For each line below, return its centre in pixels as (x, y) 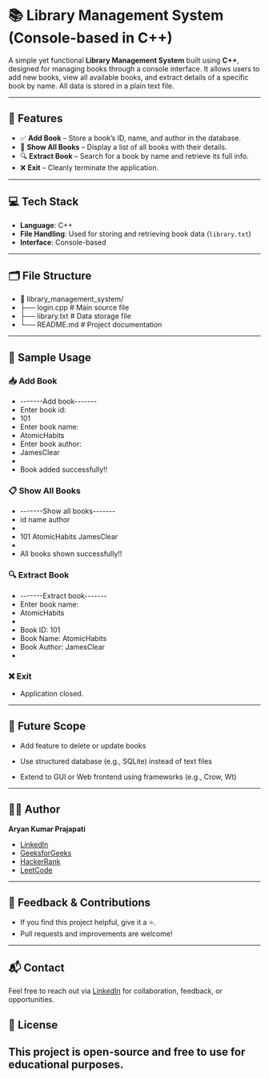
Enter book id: (43, 410)
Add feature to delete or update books (83, 745)
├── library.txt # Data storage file (76, 316)
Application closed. (52, 693)
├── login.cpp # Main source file (74, 308)
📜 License (33, 1025)
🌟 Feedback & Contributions (79, 902)
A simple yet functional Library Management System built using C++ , (124, 60)
